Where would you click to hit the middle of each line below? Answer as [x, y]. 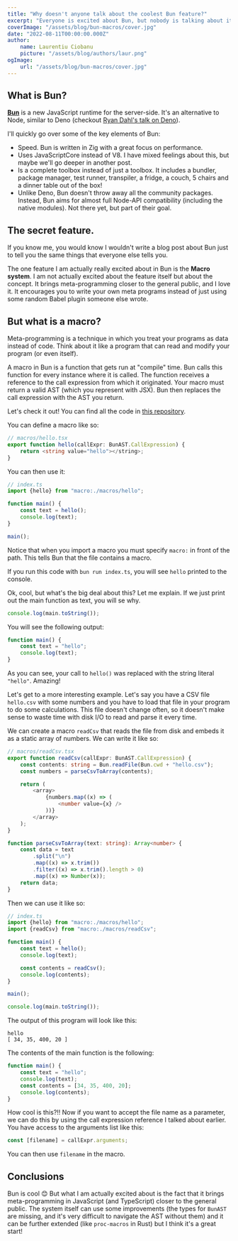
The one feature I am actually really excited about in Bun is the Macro [109, 269]
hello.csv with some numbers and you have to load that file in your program [119, 702]
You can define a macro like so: [53, 425]
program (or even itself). [43, 354]
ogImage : [20, 60]
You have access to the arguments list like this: [75, 1127]
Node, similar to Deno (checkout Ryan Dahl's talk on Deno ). [94, 120]
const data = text [47, 850]
